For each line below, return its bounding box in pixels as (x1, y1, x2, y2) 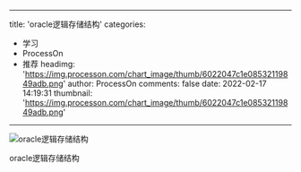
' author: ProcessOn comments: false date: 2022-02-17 (63, 78, 267, 89)
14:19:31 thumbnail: (21, 88, 93, 99)
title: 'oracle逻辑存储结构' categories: (9, 19, 146, 30)
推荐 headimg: (21, 59, 76, 69)
